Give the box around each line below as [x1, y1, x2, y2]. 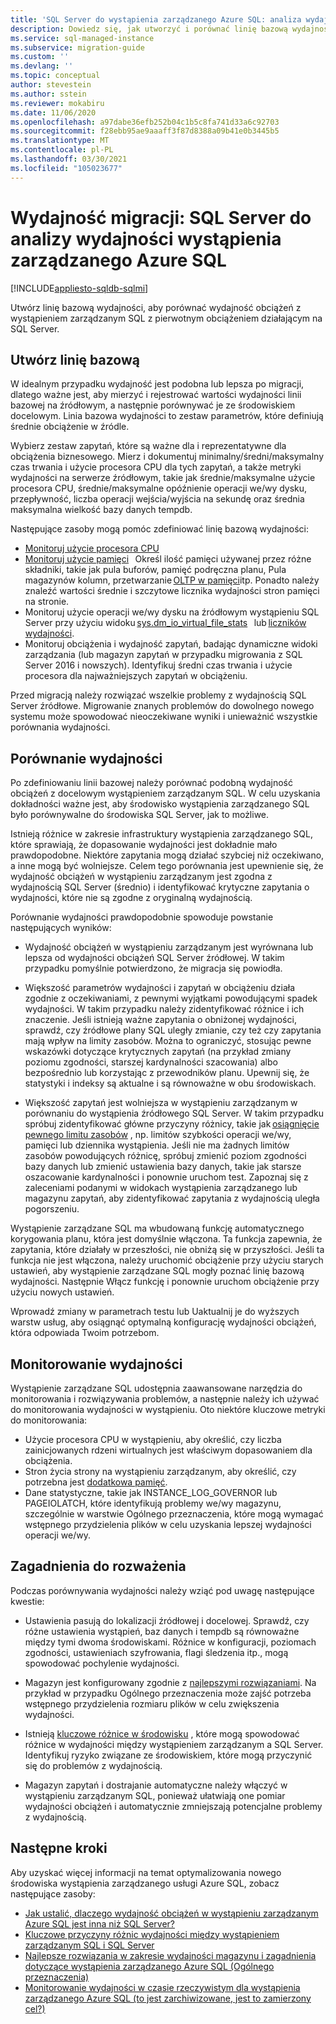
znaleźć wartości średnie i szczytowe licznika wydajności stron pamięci [24, 585, 320, 597]
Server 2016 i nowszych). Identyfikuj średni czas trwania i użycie [24, 659, 293, 671]
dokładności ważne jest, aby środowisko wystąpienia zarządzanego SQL [10, 798, 310, 810]
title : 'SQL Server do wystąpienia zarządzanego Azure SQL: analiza [10, 14, 302, 25]
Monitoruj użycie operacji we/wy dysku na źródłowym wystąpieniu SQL [24, 606, 320, 618]
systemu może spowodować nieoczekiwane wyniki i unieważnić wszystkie [10, 711, 318, 723]
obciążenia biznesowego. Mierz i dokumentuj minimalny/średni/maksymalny [10, 451, 325, 463]
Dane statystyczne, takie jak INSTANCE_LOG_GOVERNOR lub [24, 1487, 278, 1498]
